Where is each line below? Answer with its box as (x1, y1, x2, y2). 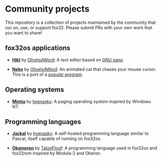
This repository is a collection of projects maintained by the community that (5, 19, 156, 25)
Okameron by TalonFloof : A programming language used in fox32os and (12, 145, 158, 151)
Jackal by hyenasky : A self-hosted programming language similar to (12, 130, 149, 137)
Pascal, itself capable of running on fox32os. (12, 136, 102, 142)
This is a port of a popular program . (12, 72, 83, 77)
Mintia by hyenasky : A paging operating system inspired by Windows (12, 98, 151, 104)
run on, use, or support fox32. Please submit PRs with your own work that (5, 24, 153, 30)
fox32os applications (5, 44, 70, 52)
